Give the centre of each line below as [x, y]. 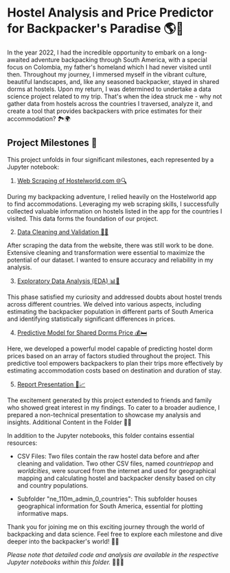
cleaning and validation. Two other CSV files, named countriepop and [115, 463]
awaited [18, 59]
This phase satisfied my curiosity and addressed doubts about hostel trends [115, 297]
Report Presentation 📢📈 [51, 384]
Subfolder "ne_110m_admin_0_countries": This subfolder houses [107, 499]
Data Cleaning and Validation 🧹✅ [63, 231]
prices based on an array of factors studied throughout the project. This [109, 355]
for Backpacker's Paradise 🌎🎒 [95, 29]
